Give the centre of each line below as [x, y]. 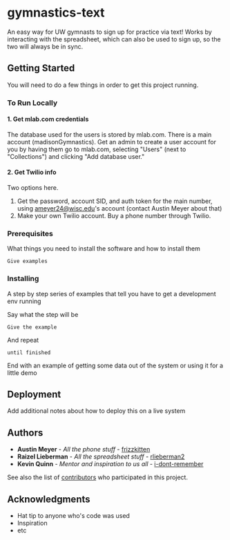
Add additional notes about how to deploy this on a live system [96, 411]
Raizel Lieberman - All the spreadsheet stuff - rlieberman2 [101, 456]
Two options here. [33, 188]
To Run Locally [32, 103]
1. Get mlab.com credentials [48, 119]
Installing [23, 279]
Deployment [34, 395]
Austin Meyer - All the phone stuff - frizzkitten [84, 450]
